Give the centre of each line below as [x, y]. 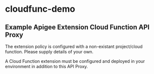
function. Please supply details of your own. [49, 52]
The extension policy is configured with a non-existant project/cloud [74, 47]
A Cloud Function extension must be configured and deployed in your [75, 61]
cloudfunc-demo [40, 9]
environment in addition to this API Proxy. [46, 66]
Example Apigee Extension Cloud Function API [77, 27]
